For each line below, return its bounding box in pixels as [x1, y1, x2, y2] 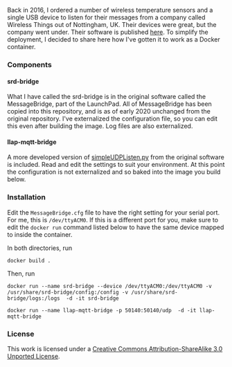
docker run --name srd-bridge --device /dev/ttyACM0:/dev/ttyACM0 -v [7, 283, 213, 289]
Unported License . [7, 352, 60, 360]
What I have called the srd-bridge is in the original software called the [7, 93, 206, 101]
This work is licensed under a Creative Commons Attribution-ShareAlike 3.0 [7, 344, 223, 352]
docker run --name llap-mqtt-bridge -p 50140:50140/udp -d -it [7, 307, 197, 314]
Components [7, 60, 52, 69]
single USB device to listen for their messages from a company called [7, 13, 206, 21]
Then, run [7, 269, 35, 278]
